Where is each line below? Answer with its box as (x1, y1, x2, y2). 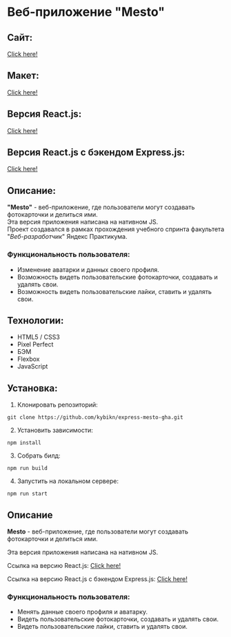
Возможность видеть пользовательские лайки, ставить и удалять (17, 287, 212, 295)
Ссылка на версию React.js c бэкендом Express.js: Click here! (7, 574, 188, 583)
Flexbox (17, 355, 40, 363)
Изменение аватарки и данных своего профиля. (17, 265, 160, 273)
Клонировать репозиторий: (17, 401, 98, 409)
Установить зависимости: (17, 426, 93, 435)
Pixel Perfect (17, 340, 54, 349)
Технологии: (7, 315, 64, 326)
